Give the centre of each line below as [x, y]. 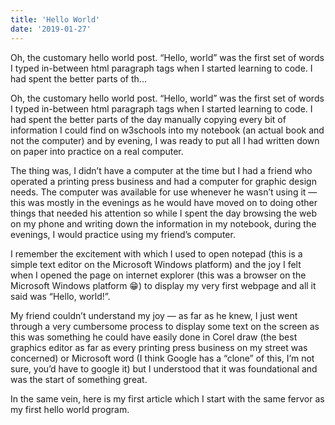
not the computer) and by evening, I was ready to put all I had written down [165, 140]
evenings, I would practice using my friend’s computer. [123, 234]
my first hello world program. [70, 409]
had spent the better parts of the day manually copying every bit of [148, 119]
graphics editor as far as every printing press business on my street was [159, 347]
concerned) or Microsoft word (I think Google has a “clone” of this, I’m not [162, 358]
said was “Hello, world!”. [60, 296]
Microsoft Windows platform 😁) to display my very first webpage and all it [163, 285]
